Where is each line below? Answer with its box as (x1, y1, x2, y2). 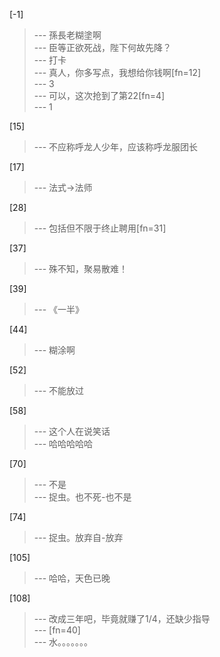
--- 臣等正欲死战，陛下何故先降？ (33, 42, 172, 53)
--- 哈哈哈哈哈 (33, 438, 94, 449)
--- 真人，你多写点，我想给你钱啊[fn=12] (33, 67, 202, 78)
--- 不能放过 (33, 385, 85, 396)
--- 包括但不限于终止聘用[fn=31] (33, 222, 167, 234)
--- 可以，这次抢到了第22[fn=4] (33, 90, 166, 101)
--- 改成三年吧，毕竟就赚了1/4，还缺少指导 (33, 613, 211, 624)
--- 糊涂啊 (33, 344, 76, 356)
